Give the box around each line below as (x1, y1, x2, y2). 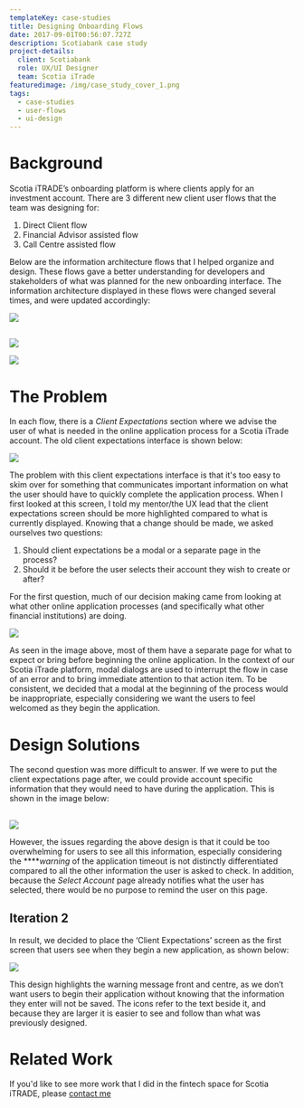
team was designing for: (9, 203, 100, 213)
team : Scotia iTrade (17, 72, 95, 81)
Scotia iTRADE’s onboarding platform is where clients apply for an (9, 183, 255, 194)
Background (9, 153, 103, 174)
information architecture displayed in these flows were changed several (9, 286, 276, 297)
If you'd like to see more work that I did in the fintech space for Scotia (9, 1078, 270, 1090)
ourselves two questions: (9, 527, 103, 538)
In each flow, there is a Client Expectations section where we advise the (9, 416, 278, 427)
